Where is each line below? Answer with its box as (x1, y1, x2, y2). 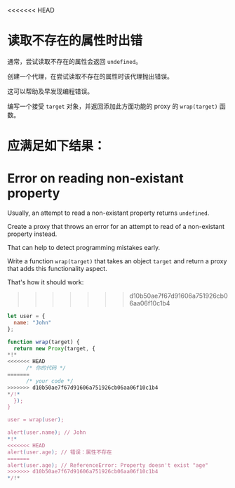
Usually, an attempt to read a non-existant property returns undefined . (7, 209, 210, 217)
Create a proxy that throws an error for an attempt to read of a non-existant (7, 223, 224, 231)
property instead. (7, 230, 58, 238)
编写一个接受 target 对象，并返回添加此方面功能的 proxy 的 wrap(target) (7, 102, 218, 110)
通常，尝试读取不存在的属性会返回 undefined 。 (7, 57, 142, 65)
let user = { (7, 312, 46, 320)
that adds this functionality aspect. (7, 265, 107, 273)
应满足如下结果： (7, 138, 107, 154)
